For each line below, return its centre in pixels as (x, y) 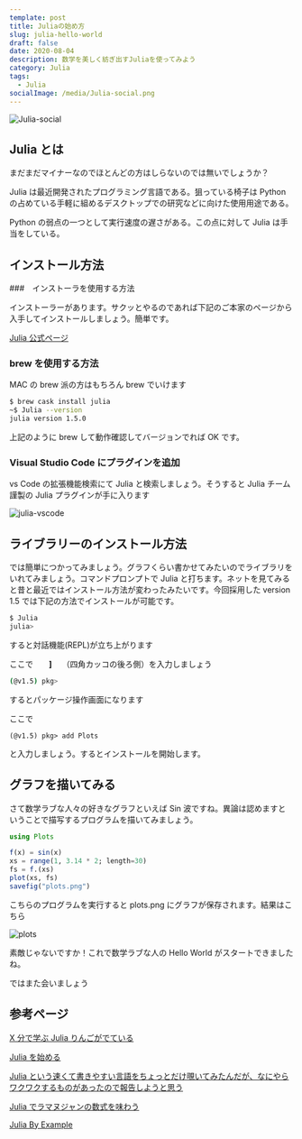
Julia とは (37, 149)
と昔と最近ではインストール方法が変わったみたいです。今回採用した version (150, 590)
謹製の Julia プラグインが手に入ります (80, 495)
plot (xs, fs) (34, 878)
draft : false (34, 43)
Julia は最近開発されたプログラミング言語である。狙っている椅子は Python (148, 192)
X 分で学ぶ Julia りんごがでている (72, 1037)
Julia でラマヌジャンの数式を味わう (74, 1107)
